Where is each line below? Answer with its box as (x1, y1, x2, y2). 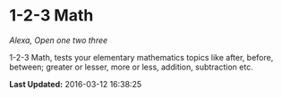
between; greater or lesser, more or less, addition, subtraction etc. (9, 61, 253, 72)
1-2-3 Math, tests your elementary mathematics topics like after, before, (9, 52, 274, 62)
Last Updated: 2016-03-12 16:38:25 (9, 78, 141, 89)
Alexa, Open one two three (9, 35, 108, 45)
